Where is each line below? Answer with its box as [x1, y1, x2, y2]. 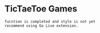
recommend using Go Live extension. [4, 23, 78, 28]
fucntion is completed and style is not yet [4, 19, 96, 24]
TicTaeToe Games [4, 3, 78, 14]
